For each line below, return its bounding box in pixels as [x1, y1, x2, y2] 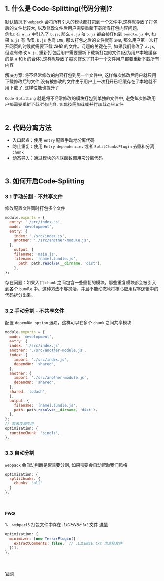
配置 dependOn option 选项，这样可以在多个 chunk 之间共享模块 [5, 320, 132, 326]
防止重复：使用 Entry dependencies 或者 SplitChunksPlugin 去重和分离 [12, 143, 155, 149]
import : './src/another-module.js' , [14, 376, 89, 380]
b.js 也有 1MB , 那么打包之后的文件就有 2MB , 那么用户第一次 [36, 37, 154, 43]
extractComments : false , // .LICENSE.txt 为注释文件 [14, 541, 123, 546]
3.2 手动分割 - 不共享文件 [5, 308, 65, 314]
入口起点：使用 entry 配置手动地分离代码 [12, 137, 95, 143]
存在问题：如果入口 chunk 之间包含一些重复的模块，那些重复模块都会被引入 [5, 279, 156, 285]
